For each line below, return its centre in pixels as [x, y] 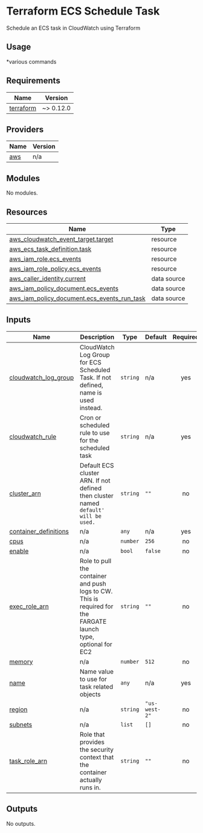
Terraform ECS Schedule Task [83, 11]
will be [90, 516]
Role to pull [95, 561]
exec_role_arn [29, 606]
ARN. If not [95, 480]
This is [89, 598]
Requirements [33, 81]
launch [89, 629]
